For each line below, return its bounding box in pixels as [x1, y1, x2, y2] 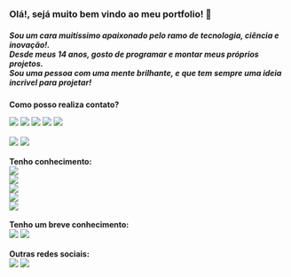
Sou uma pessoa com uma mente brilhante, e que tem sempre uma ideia [9, 67, 282, 78]
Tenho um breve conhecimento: [9, 219, 130, 229]
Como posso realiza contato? [9, 99, 120, 110]
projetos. [9, 58, 43, 69]
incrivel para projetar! [9, 77, 92, 88]
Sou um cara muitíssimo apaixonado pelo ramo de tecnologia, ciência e [9, 30, 279, 41]
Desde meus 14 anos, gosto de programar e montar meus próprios [9, 49, 259, 59]
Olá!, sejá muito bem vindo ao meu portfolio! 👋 [9, 8, 212, 20]
